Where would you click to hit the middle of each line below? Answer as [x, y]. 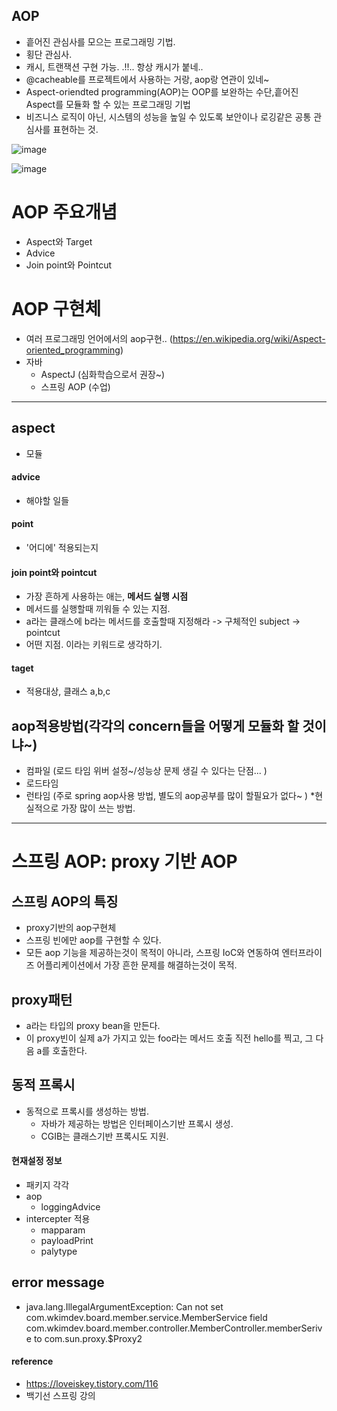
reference [32, 1361]
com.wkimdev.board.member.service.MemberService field [146, 1317]
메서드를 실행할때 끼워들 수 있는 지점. [98, 609]
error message [58, 1282]
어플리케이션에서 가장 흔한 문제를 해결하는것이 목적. [137, 965]
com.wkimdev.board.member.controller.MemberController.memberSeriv [174, 1328]
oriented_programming [73, 350]
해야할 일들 [47, 500]
